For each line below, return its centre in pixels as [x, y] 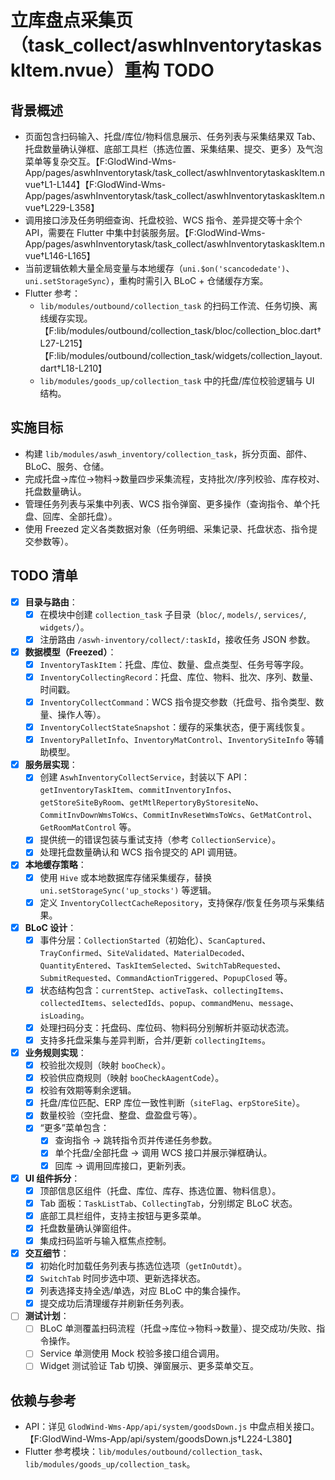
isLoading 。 [64, 1015]
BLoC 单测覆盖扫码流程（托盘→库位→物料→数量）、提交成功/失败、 [178, 1328]
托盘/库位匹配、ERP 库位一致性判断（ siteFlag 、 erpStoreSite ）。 [172, 1103]
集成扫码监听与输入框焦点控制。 [105, 1240]
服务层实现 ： [51, 765]
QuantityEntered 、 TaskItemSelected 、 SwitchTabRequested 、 [163, 965]
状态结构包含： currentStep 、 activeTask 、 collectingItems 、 [164, 990]
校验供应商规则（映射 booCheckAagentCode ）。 [132, 1078]
